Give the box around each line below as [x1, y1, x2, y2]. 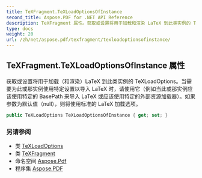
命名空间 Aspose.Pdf [14, 157, 67, 164]
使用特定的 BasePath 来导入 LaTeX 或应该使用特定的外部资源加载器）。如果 [11, 93, 196, 100]
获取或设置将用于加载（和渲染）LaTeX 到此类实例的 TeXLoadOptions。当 [6, 78, 187, 85]
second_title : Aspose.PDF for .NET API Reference [6, 14, 133, 20]
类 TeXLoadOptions [14, 142, 64, 149]
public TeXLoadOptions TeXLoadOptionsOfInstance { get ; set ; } [6, 112, 168, 118]
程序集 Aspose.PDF [14, 165, 63, 172]
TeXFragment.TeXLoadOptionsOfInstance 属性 [6, 61, 185, 71]
